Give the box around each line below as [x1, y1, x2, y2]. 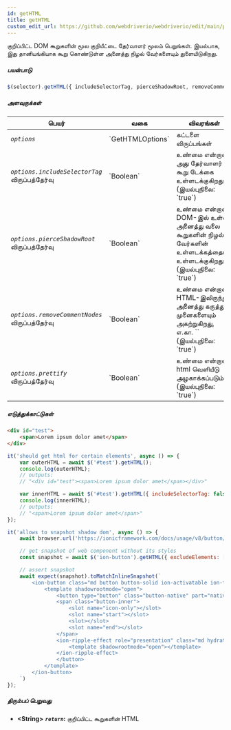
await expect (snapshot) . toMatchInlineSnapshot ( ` [19, 573, 162, 580]
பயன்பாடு [7, 65, 32, 74]
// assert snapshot [19, 567, 76, 574]
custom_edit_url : [7, 23, 57, 30]
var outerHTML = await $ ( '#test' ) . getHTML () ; [19, 459, 153, 466]
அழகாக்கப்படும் [176, 373, 224, 383]
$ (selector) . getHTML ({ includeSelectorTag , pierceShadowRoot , [7, 83, 189, 90]
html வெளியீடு [176, 365, 220, 374]
